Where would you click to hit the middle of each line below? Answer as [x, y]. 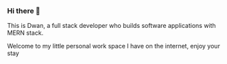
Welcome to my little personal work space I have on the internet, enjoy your [114, 46]
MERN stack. [25, 33]
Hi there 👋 [24, 11]
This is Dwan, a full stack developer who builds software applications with [111, 26]
